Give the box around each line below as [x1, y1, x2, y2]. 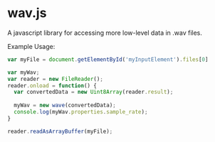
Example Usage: [7, 42, 56, 50]
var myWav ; [7, 69, 40, 76]
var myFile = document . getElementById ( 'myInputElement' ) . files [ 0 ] [7, 55, 209, 63]
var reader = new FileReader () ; [7, 75, 103, 82]
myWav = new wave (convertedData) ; [14, 102, 116, 109]
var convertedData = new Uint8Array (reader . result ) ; [14, 89, 174, 96]
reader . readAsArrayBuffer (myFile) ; [7, 128, 113, 135]
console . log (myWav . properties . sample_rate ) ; [14, 109, 148, 116]
